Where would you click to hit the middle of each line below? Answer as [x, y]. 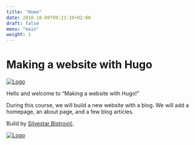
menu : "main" [23, 29]
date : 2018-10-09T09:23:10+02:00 [49, 18]
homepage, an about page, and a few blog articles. [70, 112]
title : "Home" [24, 12]
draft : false [23, 23]
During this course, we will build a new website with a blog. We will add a [98, 105]
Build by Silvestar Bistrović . [40, 124]
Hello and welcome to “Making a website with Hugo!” [73, 94]
